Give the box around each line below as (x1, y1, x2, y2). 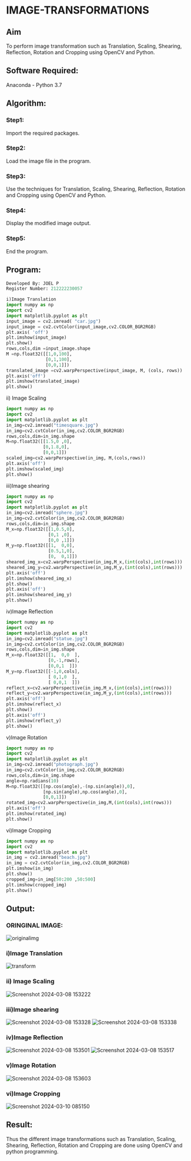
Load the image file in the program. (6, 157, 91, 165)
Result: (6, 1120, 33, 1130)
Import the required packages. (6, 129, 80, 136)
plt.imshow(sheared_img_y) (6, 592, 72, 598)
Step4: (6, 206, 26, 215)
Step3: (6, 172, 26, 180)
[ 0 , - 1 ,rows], (48, 658, 81, 664)
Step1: (6, 116, 25, 124)
